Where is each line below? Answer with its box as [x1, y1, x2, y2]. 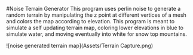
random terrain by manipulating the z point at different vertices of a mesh [6, 11, 186, 19]
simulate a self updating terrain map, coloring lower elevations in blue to [6, 24, 184, 31]
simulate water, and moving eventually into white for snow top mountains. [6, 30, 187, 38]
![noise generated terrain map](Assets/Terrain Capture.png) [6, 42, 154, 49]
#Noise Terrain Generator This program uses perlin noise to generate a [6, 5, 181, 12]
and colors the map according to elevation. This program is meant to [6, 18, 175, 25]
